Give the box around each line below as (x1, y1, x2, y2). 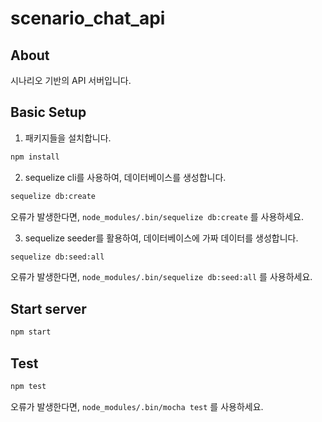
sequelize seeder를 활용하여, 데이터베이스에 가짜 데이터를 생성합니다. (24, 232, 299, 244)
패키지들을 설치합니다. (24, 132, 112, 144)
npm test (10, 381, 47, 391)
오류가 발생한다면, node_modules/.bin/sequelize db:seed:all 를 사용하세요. (10, 271, 313, 283)
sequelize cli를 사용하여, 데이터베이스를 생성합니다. (24, 171, 227, 183)
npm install (10, 152, 60, 162)
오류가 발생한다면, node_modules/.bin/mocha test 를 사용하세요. (10, 400, 264, 412)
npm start (10, 327, 52, 337)
